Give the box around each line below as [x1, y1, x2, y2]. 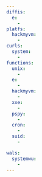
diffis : [6, 9, 26, 15]
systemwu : [12, 156, 37, 162]
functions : [6, 60, 34, 66]
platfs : [6, 26, 26, 32]
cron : [12, 122, 26, 128]
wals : [6, 150, 20, 156]
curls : [6, 43, 23, 49]
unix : [12, 65, 26, 72]
